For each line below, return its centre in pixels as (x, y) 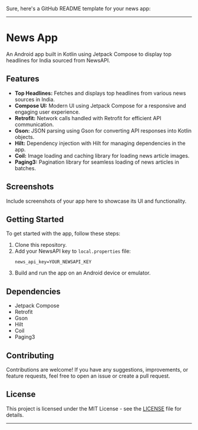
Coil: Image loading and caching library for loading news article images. (102, 156)
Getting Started (35, 219)
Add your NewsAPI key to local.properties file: (73, 251)
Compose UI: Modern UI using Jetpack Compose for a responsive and (100, 105)
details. (15, 415)
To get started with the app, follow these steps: (63, 234)
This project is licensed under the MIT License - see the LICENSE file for (94, 408)
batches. (25, 168)
